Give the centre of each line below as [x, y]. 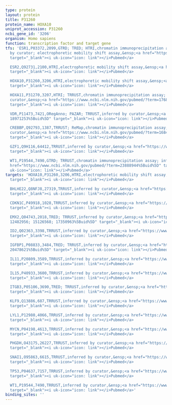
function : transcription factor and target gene [58, 44]
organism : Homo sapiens [31, 39]
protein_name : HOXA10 [28, 24]
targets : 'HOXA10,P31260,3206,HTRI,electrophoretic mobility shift [79, 175]
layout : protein [23, 15]
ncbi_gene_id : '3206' [28, 34]
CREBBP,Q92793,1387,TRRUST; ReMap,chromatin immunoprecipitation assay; [89, 128]
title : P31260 [20, 19]
